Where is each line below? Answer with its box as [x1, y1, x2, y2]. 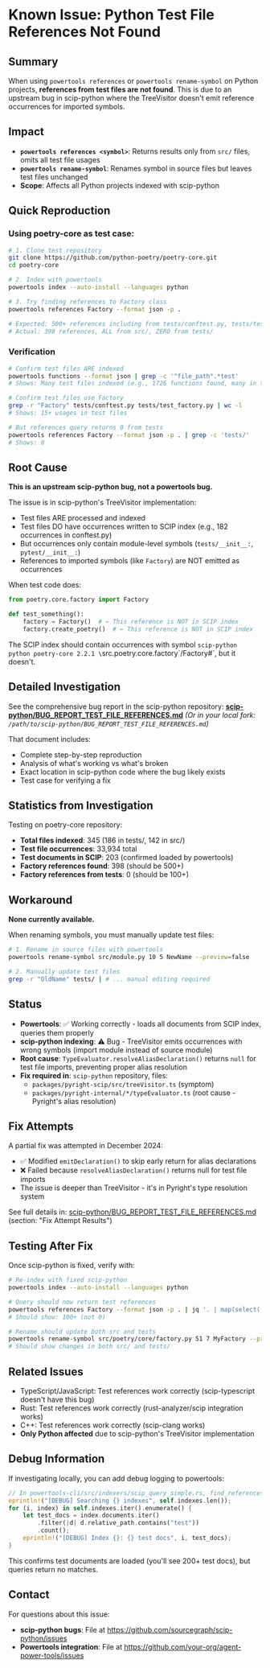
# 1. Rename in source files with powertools [8, 945, 163, 954]
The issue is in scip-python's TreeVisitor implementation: [8, 497, 197, 508]
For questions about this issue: [8, 1609, 110, 1619]
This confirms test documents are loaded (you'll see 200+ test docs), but [8, 1555, 251, 1566]
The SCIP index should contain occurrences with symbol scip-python [8, 640, 238, 649]
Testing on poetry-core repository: [8, 820, 123, 830]
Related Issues [8, 1365, 84, 1378]
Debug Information [8, 1452, 105, 1466]
